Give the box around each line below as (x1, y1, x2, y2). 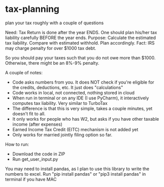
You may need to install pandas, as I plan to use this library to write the (5, 166, 150, 172)
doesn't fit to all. (12, 110, 46, 117)
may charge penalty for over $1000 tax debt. (5, 45, 97, 51)
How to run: (5, 141, 29, 147)
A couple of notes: (5, 69, 43, 75)
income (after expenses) (12, 121, 63, 127)
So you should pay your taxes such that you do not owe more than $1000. (5, 54, 156, 60)
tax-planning (5, 3, 59, 15)
